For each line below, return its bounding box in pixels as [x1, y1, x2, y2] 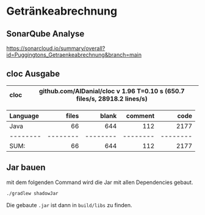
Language [9, 111, 40, 120]
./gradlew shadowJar [6, 190, 59, 196]
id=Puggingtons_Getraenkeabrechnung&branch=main [6, 51, 142, 58]
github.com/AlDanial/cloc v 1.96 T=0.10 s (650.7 [38, 86, 185, 95]
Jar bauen [6, 163, 46, 173]
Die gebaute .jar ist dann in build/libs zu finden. [6, 201, 132, 208]
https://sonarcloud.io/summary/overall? [6, 44, 106, 52]
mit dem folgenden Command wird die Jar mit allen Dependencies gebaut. [6, 178, 193, 186]
